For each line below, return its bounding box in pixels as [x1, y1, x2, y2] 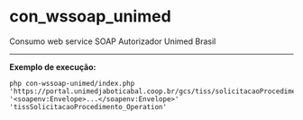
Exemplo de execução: [9, 61, 96, 73]
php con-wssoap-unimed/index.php [9, 79, 135, 88]
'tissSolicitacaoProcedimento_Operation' [9, 102, 168, 111]
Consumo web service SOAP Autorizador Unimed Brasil [9, 36, 216, 47]
